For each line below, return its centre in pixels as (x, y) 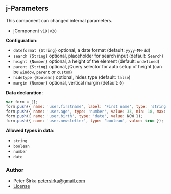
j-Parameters (27, 8)
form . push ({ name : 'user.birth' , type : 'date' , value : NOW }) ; (75, 116)
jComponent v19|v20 (35, 31)
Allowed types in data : (30, 131)
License (21, 186)
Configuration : (22, 40)
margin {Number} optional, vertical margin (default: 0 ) (68, 82)
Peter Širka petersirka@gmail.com (49, 181)
